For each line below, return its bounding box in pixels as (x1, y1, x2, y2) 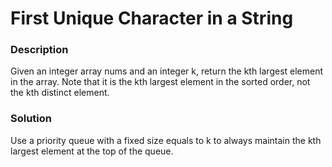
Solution (10, 112, 53, 126)
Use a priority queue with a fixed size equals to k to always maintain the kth (10, 134, 322, 146)
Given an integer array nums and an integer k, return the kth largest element (10, 65, 324, 77)
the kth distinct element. (10, 87, 110, 99)
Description (10, 43, 69, 57)
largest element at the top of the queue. (10, 145, 174, 157)
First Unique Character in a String (10, 7, 294, 30)
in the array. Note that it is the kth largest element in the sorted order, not (10, 76, 311, 88)
